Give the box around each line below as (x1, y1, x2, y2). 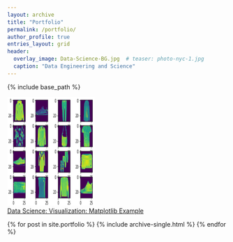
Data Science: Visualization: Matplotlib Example (7, 206, 144, 215)
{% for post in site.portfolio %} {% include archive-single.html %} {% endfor (7, 220, 227, 228)
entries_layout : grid (7, 40, 70, 48)
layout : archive (7, 11, 54, 18)
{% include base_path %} (7, 82, 81, 91)
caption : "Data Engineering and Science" (13, 63, 136, 70)
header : (7, 48, 30, 55)
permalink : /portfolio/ (7, 26, 77, 33)
